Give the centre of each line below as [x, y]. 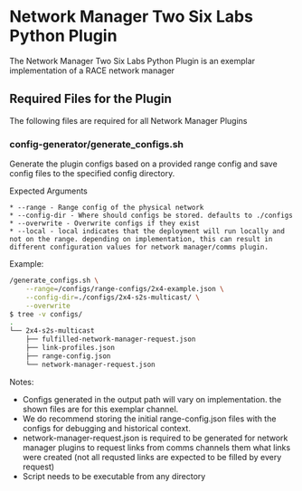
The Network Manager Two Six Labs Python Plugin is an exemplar [132, 61]
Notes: [22, 382]
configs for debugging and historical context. [107, 428]
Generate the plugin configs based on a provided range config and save [143, 164]
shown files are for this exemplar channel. [100, 409]
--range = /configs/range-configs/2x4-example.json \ [125, 288]
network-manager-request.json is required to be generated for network [155, 438]
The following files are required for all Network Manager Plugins [128, 120]
